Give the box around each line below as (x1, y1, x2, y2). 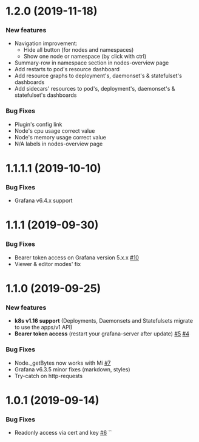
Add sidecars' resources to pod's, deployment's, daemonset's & (14, 85, 175, 93)
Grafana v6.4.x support (14, 197, 73, 205)
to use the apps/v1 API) (14, 324, 73, 331)
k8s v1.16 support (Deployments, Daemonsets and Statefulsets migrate (14, 317, 194, 324)
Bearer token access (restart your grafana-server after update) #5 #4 (14, 330, 189, 337)
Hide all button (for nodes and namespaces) (23, 46, 134, 54)
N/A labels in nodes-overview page (14, 140, 103, 147)
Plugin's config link (14, 121, 62, 128)
